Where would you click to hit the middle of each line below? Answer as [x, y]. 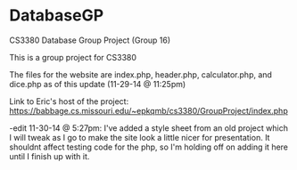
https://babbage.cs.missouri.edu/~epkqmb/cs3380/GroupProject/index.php [148, 110]
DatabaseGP [57, 16]
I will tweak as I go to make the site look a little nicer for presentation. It [140, 137]
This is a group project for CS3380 [73, 57]
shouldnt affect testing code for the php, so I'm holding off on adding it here [148, 147]
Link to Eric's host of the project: [69, 101]
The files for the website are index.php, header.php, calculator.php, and [140, 74]
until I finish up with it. [49, 156]
